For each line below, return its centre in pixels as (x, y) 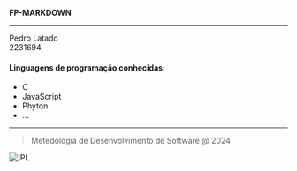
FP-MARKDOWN (41, 13)
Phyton (35, 106)
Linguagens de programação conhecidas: (88, 67)
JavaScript (42, 97)
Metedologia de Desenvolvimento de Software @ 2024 (131, 141)
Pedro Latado (34, 38)
